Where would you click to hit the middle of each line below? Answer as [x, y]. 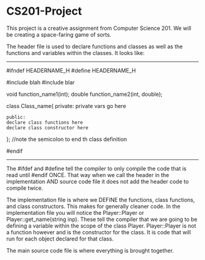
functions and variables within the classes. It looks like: [75, 52]
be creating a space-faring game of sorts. [59, 34]
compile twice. [25, 188]
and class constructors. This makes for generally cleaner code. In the [93, 206]
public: [16, 117]
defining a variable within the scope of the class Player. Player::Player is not [101, 226]
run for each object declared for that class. [60, 239]
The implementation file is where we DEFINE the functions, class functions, [101, 200]
